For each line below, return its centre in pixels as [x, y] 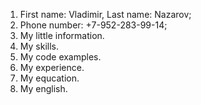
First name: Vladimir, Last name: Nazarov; [105, 14]
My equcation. [49, 78]
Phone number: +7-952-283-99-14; [93, 25]
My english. [43, 88]
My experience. [52, 67]
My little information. [62, 35]
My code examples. [60, 57]
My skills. [39, 46]
